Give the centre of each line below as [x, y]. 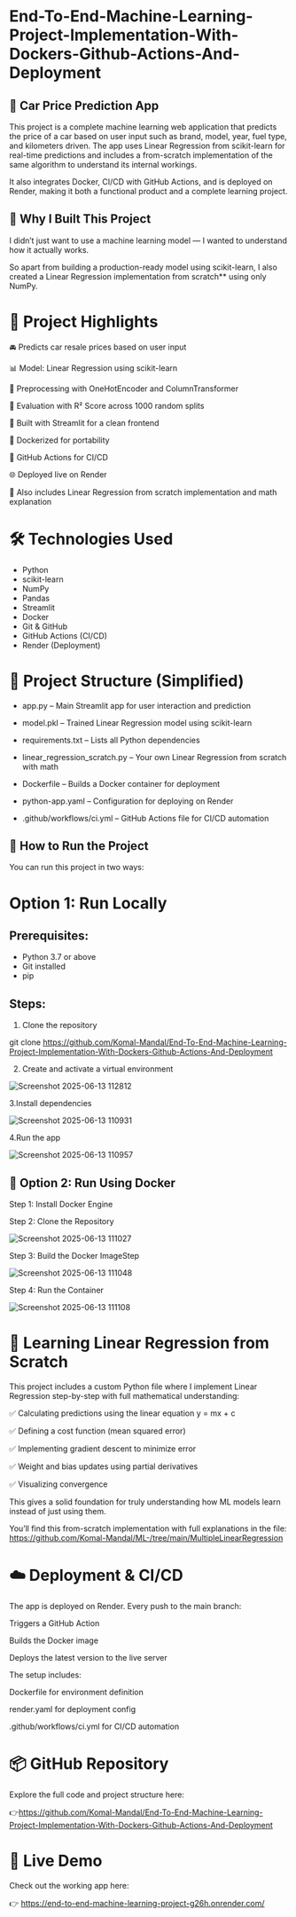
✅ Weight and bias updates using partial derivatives [104, 1466]
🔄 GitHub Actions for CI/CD [59, 457]
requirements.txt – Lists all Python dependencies [111, 740]
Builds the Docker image [54, 1640]
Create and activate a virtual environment [97, 1069]
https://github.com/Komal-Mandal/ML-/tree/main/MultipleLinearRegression [146, 1538]
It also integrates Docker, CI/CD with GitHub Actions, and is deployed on [141, 182]
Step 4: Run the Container [57, 1290]
